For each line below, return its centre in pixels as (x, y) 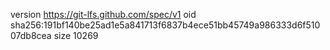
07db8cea (31, 35)
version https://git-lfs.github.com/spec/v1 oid (103, 14)
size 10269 (76, 35)
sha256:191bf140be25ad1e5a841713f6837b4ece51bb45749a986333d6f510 (165, 25)
